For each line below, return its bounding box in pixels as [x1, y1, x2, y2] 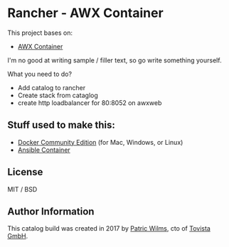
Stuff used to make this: [7, 119, 116, 131]
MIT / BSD [7, 185, 38, 193]
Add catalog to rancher [17, 83, 86, 92]
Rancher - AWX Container [7, 5, 164, 21]
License [7, 166, 43, 178]
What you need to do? [7, 70, 73, 78]
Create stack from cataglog [17, 91, 98, 99]
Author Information [7, 205, 95, 217]
